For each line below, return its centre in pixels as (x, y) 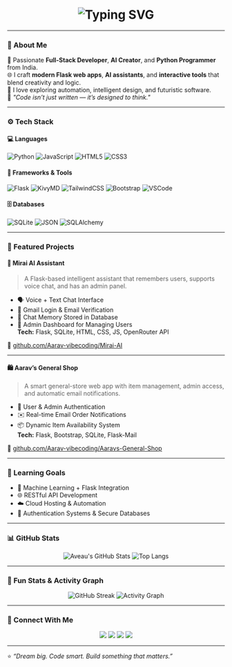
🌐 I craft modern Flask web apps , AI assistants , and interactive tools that (113, 75)
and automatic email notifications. (72, 393)
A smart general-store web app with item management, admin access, (124, 386)
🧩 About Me (27, 45)
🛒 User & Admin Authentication (61, 407)
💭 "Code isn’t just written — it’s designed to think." (79, 98)
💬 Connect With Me (40, 620)
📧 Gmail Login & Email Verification (65, 310)
